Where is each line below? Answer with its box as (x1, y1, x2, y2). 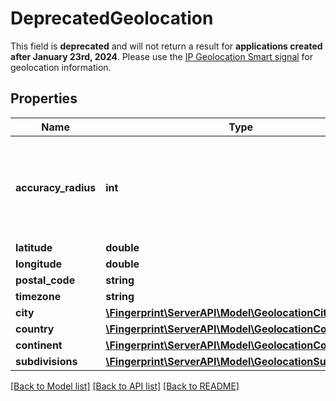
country (15, 322, 55, 336)
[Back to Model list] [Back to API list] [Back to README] (10, 380, 240, 392)
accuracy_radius (15, 180, 97, 194)
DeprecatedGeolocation (10, 7, 214, 30)
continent (15, 338, 63, 352)
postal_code (15, 273, 76, 287)
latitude (15, 240, 53, 254)
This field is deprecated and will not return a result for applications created (10, 40, 323, 52)
